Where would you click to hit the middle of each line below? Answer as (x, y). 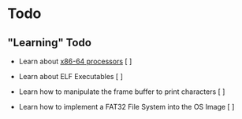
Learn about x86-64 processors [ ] (75, 61)
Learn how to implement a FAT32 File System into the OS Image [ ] (127, 107)
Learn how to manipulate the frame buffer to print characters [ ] (122, 92)
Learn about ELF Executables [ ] (71, 76)
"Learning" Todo (50, 43)
